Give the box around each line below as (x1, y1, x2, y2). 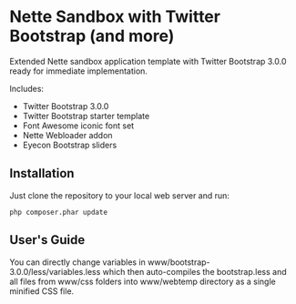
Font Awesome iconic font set (22, 120, 135, 131)
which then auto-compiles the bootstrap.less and (102, 266, 287, 277)
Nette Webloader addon (22, 129, 113, 140)
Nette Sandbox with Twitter (9, 6, 221, 27)
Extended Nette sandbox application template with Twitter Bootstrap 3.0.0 (9, 56, 287, 66)
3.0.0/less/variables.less (9, 266, 101, 277)
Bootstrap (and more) (9, 25, 175, 46)
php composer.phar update (9, 208, 107, 217)
